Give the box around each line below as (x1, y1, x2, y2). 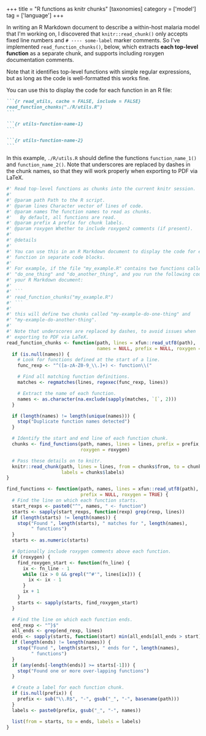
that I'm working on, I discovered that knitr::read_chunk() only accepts (6, 30, 188, 37)
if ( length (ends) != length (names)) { (12, 639, 112, 646)
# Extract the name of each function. (17, 390, 116, 396)
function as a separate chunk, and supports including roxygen (6, 50, 164, 57)
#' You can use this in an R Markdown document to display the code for (6, 248, 196, 255)
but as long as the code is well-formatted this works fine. (6, 75, 150, 82)
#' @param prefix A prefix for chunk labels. (6, 220, 124, 226)
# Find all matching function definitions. (17, 374, 131, 380)
